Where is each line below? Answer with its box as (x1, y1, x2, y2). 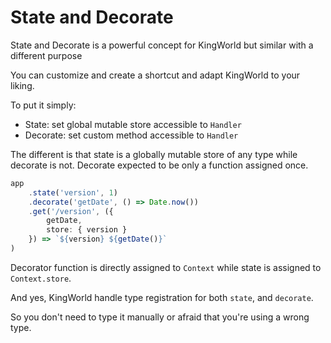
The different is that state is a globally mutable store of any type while (10, 148, 298, 160)
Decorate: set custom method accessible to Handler (24, 129, 239, 141)
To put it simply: (10, 99, 77, 111)
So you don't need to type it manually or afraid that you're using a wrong (10, 311, 310, 323)
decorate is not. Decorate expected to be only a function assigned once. (10, 159, 309, 171)
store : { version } (46, 225, 128, 235)
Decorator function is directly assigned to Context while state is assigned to (10, 261, 322, 273)
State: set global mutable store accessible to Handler (24, 118, 242, 130)
